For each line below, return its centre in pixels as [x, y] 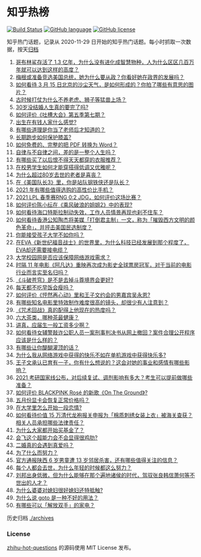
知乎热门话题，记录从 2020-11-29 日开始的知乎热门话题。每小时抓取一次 [96, 41]
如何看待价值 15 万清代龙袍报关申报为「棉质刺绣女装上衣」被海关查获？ [104, 415]
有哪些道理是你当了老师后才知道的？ [60, 129]
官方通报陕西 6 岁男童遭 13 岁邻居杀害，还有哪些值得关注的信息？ [97, 460]
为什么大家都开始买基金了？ [50, 430]
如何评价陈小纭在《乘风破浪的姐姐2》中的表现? [74, 204]
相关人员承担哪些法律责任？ [50, 422]
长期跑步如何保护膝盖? [43, 137]
